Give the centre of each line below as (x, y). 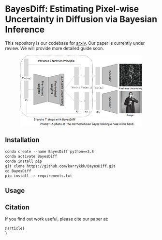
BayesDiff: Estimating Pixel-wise (72, 9)
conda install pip (23, 161)
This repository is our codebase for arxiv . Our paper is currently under (75, 43)
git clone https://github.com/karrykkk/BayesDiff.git (60, 166)
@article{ (15, 229)
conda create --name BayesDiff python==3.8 (50, 152)
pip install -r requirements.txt (39, 176)
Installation (22, 140)
